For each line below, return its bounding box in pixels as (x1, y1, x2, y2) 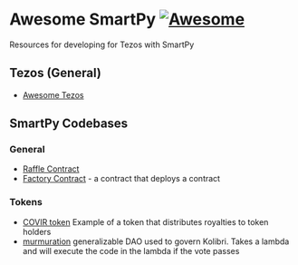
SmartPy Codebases (9, 116, 129, 132)
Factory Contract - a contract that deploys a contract (22, 173, 220, 184)
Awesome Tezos (22, 89, 84, 100)
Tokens (9, 196, 43, 209)
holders (22, 226, 52, 237)
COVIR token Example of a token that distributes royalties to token (22, 216, 269, 227)
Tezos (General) (9, 65, 101, 81)
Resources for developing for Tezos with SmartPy (9, 39, 195, 50)
